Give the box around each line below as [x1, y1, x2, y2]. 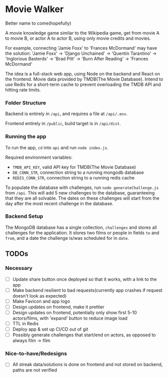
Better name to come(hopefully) [5, 20, 71, 26]
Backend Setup [5, 213, 44, 220]
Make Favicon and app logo [12, 298, 70, 304]
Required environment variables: [5, 154, 73, 160]
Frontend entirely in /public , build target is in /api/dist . [5, 121, 121, 127]
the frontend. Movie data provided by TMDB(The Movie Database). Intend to [5, 76, 163, 82]
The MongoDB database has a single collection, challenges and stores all [5, 224, 157, 230]
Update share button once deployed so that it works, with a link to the [12, 276, 157, 282]
